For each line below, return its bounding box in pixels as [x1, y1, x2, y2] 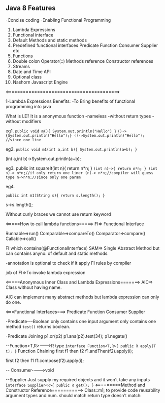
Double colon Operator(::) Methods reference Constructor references [12, 58, 154, 64]
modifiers [22, 118, 41, 124]
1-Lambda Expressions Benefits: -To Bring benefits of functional [5, 98, 135, 104]
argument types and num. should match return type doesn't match [5, 392, 141, 398]
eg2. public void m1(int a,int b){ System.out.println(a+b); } [5, 146, 137, 152]
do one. [5, 299, 21, 305]
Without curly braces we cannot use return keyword [5, 211, 111, 217]
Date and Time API [12, 69, 51, 75]
